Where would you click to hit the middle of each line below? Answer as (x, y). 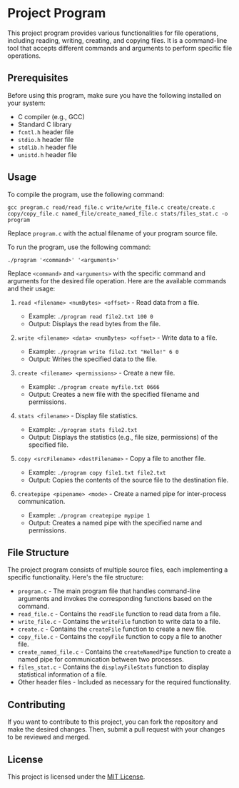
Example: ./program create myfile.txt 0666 (94, 386)
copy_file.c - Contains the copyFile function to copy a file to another (120, 637)
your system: (27, 103)
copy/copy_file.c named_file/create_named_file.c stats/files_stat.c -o (118, 213)
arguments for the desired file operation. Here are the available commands (117, 281)
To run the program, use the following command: (79, 247)
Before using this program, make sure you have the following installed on (115, 95)
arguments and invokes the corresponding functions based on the (115, 599)
